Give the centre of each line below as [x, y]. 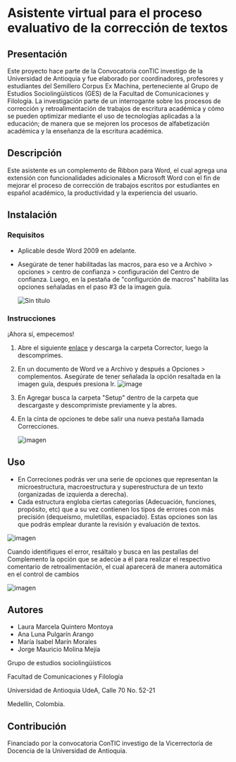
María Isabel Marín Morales [57, 642]
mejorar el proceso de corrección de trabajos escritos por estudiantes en [113, 185]
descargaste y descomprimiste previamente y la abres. [97, 405]
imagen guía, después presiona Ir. [67, 383]
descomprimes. [40, 355]
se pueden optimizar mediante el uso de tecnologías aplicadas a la [104, 116]
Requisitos [26, 235]
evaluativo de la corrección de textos [118, 28]
